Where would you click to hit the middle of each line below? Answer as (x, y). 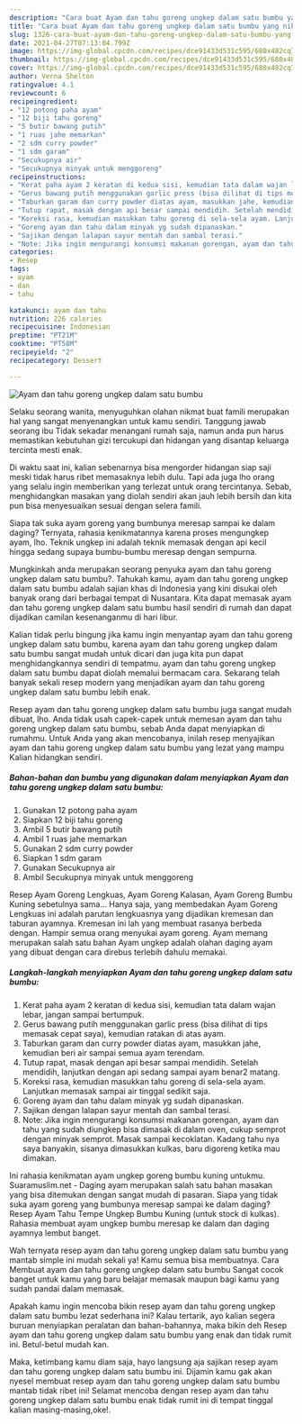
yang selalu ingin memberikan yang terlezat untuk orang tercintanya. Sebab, (151, 486)
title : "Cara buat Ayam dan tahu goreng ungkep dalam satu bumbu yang (144, 26)
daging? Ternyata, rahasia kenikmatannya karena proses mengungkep (139, 532)
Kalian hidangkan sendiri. (56, 757)
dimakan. (39, 1157)
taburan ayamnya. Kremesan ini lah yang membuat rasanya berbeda (136, 923)
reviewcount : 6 (38, 93)
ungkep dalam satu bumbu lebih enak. (80, 692)
